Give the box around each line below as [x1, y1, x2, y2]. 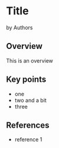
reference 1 [14, 136, 42, 143]
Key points [6, 75, 47, 85]
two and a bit [14, 97, 47, 104]
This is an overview [6, 57, 53, 64]
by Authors [6, 24, 33, 31]
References [6, 120, 50, 130]
